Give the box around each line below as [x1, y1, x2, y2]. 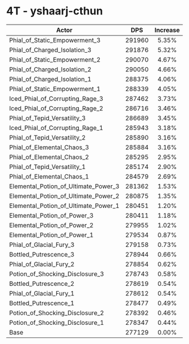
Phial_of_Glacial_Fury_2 [9, 259, 75, 268]
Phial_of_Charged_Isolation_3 [9, 46, 92, 54]
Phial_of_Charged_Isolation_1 [9, 75, 92, 83]
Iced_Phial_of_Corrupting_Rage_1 [9, 123, 103, 132]
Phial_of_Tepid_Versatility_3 [9, 114, 86, 122]
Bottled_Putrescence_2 [9, 279, 75, 288]
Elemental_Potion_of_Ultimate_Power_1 [9, 201, 120, 210]
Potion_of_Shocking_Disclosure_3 [9, 270, 105, 278]
